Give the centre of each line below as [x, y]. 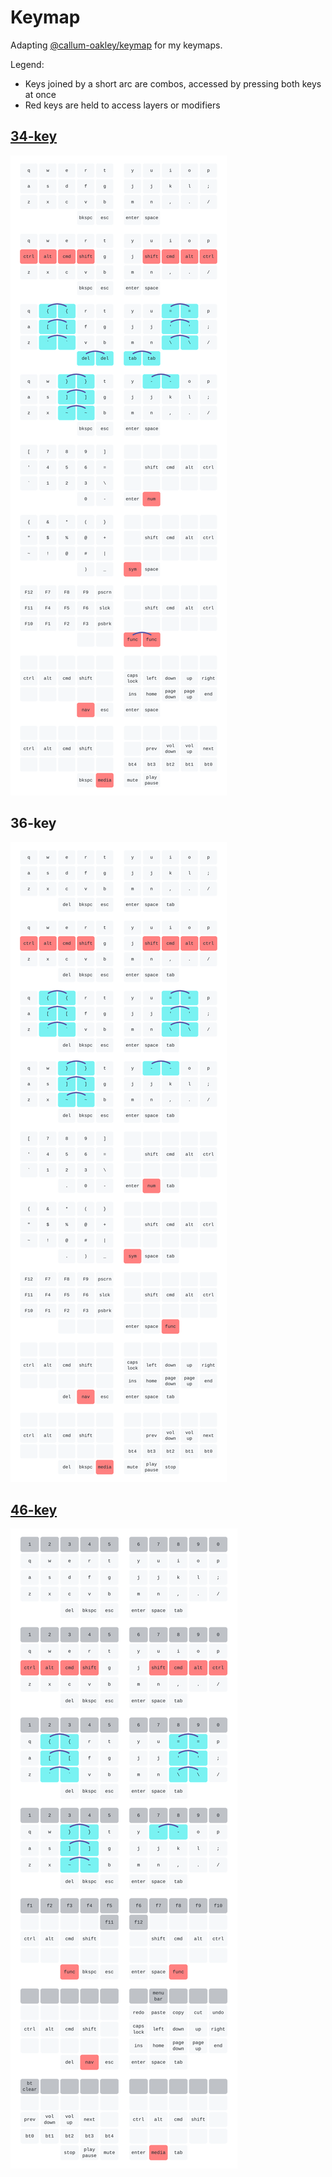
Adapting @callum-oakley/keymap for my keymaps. [116, 45]
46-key [34, 1509]
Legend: [27, 64]
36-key [33, 823]
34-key [34, 136]
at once [40, 94]
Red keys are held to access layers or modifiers [122, 105]
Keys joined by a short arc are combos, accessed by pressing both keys [173, 83]
